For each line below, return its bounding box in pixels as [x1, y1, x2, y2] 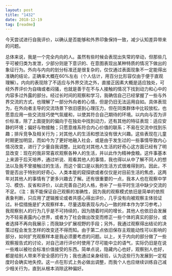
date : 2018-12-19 [5, 17, 42, 22]
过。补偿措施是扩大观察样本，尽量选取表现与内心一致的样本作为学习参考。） [5, 201, 165, 208]
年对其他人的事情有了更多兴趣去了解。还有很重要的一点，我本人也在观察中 [5, 175, 162, 182]
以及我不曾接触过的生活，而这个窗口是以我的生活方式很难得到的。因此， [9, 163, 162, 169]
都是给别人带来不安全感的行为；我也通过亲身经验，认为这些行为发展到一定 [5, 252, 162, 259]
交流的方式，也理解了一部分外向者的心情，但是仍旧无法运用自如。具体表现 [9, 98, 167, 105]
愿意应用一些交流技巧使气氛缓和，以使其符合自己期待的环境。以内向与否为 [5, 111, 162, 118]
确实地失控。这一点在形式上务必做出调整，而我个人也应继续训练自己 [18, 259, 162, 265]
